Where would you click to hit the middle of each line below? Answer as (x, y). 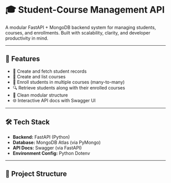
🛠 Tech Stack (27, 122)
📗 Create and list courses (39, 76)
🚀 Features (23, 59)
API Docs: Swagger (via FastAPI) (47, 147)
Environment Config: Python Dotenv (51, 153)
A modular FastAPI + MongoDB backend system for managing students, (81, 27)
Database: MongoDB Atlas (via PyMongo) (56, 142)
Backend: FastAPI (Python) (41, 137)
